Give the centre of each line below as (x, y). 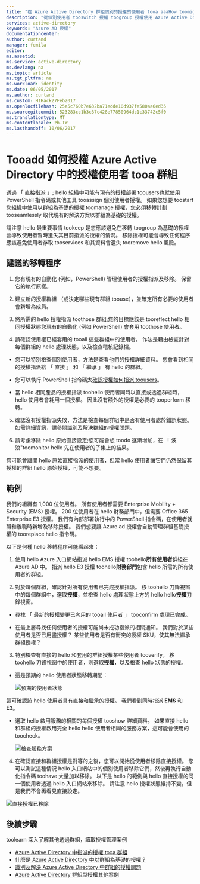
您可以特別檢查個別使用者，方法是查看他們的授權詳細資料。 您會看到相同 (104, 359)
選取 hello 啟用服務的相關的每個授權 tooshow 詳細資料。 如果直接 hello (101, 720)
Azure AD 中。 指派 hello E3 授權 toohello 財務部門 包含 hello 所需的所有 (101, 567)
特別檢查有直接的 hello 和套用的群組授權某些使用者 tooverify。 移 (94, 654)
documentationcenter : (33, 34)
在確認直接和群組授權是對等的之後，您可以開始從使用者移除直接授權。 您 (104, 761)
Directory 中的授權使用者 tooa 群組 (92, 175)
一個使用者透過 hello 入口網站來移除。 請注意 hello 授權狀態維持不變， (101, 783)
